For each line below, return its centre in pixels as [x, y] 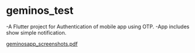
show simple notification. [36, 32]
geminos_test [40, 11]
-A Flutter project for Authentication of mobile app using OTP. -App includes [98, 26]
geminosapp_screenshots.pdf [42, 44]
